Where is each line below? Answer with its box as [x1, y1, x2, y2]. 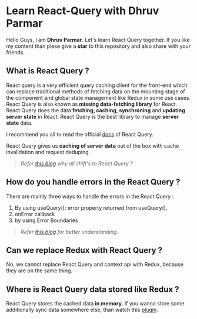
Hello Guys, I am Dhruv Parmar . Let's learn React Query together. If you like [6, 36, 190, 43]
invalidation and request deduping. [6, 148, 91, 155]
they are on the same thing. [6, 267, 72, 274]
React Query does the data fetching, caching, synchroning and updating [6, 106, 185, 113]
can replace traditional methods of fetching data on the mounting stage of [6, 87, 185, 95]
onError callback [14, 210, 55, 217]
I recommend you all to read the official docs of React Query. [6, 131, 154, 138]
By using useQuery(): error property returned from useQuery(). [14, 204, 168, 211]
